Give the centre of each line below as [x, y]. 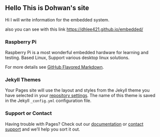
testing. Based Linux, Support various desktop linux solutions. [67, 58]
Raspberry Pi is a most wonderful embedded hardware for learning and [77, 53]
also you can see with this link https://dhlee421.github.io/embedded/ [74, 29]
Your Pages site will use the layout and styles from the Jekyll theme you [78, 90]
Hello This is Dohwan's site [47, 8]
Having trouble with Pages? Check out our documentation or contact [74, 124]
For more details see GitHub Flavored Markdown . [55, 67]
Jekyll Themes [23, 80]
